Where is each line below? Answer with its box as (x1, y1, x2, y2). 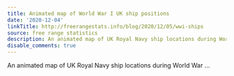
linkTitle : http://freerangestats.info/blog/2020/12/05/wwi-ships (7, 23, 204, 30)
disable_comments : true (7, 42, 77, 49)
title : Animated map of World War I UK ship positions (7, 10, 170, 17)
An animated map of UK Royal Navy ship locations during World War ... (7, 61, 210, 69)
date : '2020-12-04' (7, 17, 64, 23)
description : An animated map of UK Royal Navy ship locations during (7, 36, 217, 43)
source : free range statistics (7, 29, 98, 37)
